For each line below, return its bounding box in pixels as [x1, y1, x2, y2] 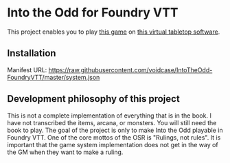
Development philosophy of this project [7, 93, 180, 105]
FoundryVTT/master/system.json [7, 73, 100, 81]
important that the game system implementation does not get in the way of [7, 140, 218, 149]
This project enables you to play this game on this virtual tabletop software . [7, 28, 220, 36]
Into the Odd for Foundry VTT [7, 5, 179, 21]
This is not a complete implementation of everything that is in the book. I [7, 111, 211, 120]
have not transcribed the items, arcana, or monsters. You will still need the [7, 118, 217, 127]
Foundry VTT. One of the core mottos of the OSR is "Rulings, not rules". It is [7, 133, 221, 142]
